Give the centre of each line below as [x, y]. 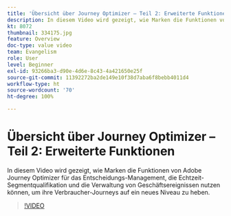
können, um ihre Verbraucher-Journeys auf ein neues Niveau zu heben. [109, 192]
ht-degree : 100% [30, 97]
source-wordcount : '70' [41, 90]
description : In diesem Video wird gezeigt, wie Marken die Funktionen [112, 20]
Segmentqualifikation [37, 185]
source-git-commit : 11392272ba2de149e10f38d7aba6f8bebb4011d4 [98, 77]
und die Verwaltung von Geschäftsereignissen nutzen [144, 185]
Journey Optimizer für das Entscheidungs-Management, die [92, 177]
